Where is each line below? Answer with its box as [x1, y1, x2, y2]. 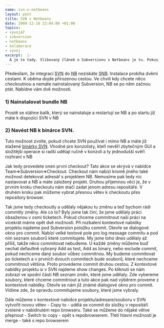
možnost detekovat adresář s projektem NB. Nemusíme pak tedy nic [5, 173, 143, 179]
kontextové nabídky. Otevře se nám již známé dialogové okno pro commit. [5, 282, 154, 288]
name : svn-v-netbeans [5, 7, 49, 12]
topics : [5, 25, 21, 30]
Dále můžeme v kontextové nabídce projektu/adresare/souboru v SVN [5, 297, 146, 303]
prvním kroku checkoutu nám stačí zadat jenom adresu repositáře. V [5, 184, 143, 190]
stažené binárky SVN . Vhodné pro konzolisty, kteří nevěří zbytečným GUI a [5, 143, 156, 149]
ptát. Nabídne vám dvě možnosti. [5, 86, 72, 92]
